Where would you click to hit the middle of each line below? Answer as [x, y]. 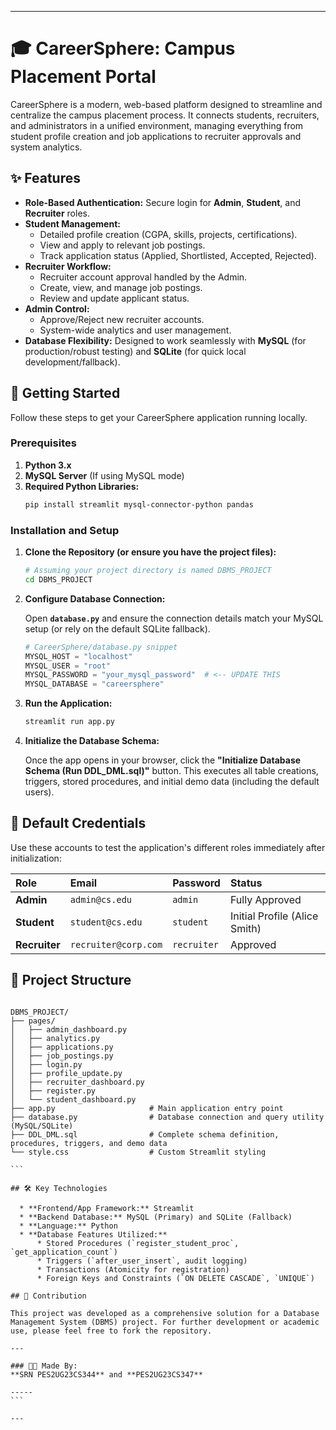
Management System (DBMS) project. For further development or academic [165, 1322]
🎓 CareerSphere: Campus [123, 48]
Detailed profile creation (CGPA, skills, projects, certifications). [168, 234]
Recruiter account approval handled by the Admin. [143, 277]
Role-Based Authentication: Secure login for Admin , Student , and [163, 202]
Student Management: [72, 223]
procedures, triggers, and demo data [89, 1143]
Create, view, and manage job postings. [121, 287]
